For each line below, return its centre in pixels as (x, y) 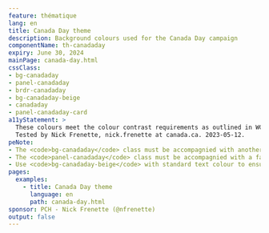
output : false (32, 217)
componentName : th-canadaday (57, 46)
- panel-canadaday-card (48, 113)
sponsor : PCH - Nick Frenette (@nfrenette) (82, 209)
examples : (32, 180)
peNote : (21, 142)
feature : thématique (43, 16)
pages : (19, 172)
